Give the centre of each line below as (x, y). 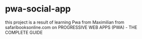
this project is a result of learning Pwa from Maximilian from (65, 22)
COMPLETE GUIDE (24, 32)
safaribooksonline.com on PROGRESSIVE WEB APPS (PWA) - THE (71, 27)
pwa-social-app (38, 9)
